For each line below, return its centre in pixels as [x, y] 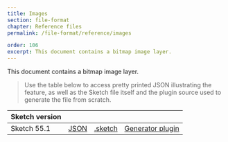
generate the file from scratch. [68, 100]
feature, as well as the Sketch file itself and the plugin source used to [123, 92]
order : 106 [23, 46]
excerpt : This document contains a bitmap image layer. [89, 52]
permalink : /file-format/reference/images [69, 33]
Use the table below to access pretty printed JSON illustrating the [118, 85]
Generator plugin [152, 128]
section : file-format [38, 20]
